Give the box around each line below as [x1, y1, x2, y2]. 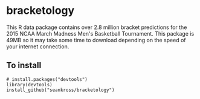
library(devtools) [6, 81, 53, 88]
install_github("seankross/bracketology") [6, 87, 115, 93]
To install [6, 60, 42, 71]
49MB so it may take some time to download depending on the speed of [6, 36, 186, 43]
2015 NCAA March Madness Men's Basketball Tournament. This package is [6, 30, 195, 37]
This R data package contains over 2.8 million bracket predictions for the [6, 24, 187, 31]
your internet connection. [6, 43, 69, 50]
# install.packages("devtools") [6, 76, 88, 82]
